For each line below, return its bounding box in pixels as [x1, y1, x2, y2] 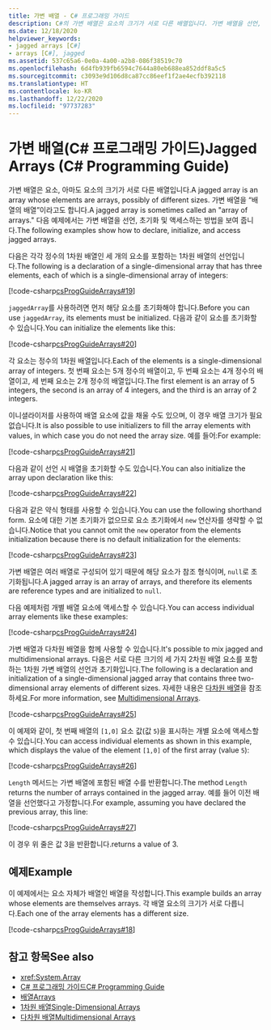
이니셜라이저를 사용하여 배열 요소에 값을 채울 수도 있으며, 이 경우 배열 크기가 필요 [8, 410, 263, 421]
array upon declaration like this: [8, 473, 114, 482]
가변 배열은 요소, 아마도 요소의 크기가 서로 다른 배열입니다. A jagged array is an [8, 185, 259, 195]
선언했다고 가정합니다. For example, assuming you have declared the [23, 798, 247, 807]
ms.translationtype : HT [8, 79, 89, 87]
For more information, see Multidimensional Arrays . [29, 693, 201, 703]
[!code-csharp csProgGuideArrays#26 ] [8, 761, 138, 771]
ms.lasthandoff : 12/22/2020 [8, 95, 104, 103]
